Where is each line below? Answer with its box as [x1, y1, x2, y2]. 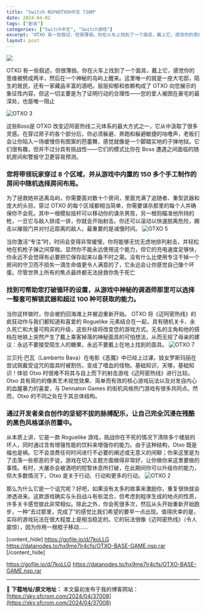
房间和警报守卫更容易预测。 [11, 153, 82, 160]
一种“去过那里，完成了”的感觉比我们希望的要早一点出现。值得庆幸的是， [17, 508, 199, 515]
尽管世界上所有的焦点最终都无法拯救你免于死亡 [17, 269, 135, 277]
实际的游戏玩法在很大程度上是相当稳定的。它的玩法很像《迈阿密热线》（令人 [6, 516, 197, 523]
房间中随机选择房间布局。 [6, 179, 82, 187]
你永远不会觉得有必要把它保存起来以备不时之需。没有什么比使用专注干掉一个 [6, 253, 200, 261]
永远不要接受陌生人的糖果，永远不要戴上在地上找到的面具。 [17, 340, 167, 348]
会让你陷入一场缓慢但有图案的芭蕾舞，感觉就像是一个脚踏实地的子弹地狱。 [6, 138, 194, 145]
